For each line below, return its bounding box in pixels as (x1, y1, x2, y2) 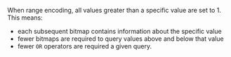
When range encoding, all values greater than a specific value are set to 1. (7, 6, 221, 14)
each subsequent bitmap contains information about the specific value (17, 27, 223, 35)
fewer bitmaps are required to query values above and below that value (17, 34, 224, 43)
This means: (7, 13, 44, 22)
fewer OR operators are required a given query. (17, 42, 152, 50)
